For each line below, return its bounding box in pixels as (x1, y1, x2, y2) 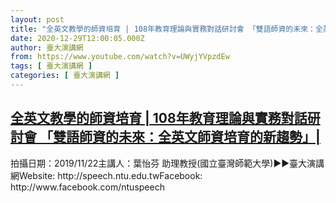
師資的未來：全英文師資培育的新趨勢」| (78, 129, 321, 146)
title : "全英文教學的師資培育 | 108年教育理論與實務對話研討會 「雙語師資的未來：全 (10, 24, 323, 34)
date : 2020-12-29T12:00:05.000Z (10, 33, 145, 43)
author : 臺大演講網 (10, 42, 84, 53)
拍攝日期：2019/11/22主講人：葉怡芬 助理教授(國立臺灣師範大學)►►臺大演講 (10, 157, 325, 169)
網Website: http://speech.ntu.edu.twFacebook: (10, 169, 203, 181)
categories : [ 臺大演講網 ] (10, 71, 120, 81)
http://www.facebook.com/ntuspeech (10, 181, 165, 193)
